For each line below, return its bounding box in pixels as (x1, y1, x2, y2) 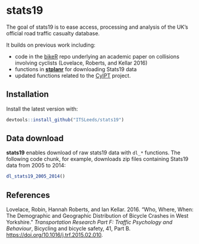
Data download (6, 133, 64, 144)
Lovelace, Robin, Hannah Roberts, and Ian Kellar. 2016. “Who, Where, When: (6, 206, 194, 213)
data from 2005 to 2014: (6, 162, 66, 169)
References (6, 190, 50, 200)
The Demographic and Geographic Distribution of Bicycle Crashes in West (6, 212, 189, 219)
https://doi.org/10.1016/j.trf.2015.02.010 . (6, 231, 103, 239)
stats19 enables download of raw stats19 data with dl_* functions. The (6, 149, 180, 156)
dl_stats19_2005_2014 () (6, 173, 66, 179)
